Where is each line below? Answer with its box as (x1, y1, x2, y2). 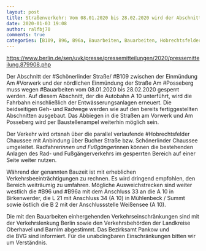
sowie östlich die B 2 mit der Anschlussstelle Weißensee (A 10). (6, 201, 167, 208)
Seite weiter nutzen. (6, 156, 57, 163)
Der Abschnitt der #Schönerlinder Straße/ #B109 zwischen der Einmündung (6, 73, 198, 80)
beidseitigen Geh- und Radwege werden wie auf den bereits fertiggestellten (6, 106, 198, 112)
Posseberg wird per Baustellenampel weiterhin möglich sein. (6, 118, 159, 126)
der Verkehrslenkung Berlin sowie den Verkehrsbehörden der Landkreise (6, 219, 191, 226)
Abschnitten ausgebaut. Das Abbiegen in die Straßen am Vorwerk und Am (6, 112, 193, 119)
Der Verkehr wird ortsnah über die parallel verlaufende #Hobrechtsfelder (6, 130, 190, 137)
